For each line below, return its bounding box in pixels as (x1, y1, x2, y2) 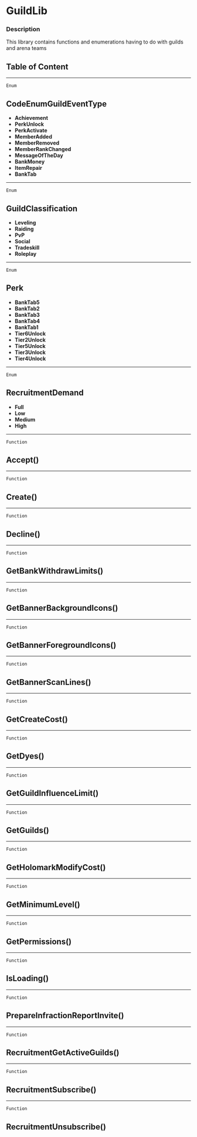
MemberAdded (14, 133, 53, 141)
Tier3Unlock (14, 349, 46, 356)
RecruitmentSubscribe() (6, 1085, 97, 1095)
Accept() (6, 454, 39, 465)
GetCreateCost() (6, 714, 69, 724)
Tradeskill (14, 244, 40, 251)
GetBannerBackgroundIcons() (6, 603, 118, 613)
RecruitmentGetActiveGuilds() (6, 1048, 120, 1058)
